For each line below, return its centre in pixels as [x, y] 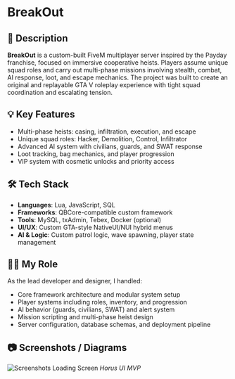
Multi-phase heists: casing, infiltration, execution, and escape [107, 131]
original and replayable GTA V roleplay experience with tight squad [104, 85]
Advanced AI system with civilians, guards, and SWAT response [110, 146]
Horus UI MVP [120, 368]
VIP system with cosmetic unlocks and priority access [96, 161]
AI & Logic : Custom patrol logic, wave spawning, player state [106, 235]
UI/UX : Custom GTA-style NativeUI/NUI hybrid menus [95, 227]
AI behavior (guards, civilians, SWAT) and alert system [96, 309]
